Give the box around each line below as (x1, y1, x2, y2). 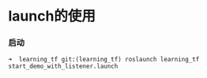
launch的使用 (8, 7, 96, 25)
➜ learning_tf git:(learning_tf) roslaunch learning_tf (8, 56, 200, 64)
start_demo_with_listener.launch (8, 62, 119, 71)
